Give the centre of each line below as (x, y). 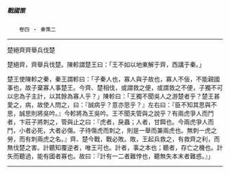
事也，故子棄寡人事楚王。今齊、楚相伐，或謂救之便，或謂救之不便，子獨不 (112, 87)
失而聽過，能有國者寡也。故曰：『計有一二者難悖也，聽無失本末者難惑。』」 (111, 156)
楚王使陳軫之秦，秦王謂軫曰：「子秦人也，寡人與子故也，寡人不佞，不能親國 (114, 79)
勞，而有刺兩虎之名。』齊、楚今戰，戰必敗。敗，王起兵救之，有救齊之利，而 (114, 139)
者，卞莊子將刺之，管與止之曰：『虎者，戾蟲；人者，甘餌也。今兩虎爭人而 (111, 122)
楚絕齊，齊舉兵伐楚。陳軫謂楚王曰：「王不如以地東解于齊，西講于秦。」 (106, 64)
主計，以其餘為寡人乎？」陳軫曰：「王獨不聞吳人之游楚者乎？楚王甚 (125, 96)
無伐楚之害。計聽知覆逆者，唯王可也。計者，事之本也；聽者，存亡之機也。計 (115, 147)
